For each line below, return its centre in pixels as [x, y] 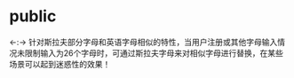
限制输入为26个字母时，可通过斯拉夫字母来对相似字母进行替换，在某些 [154, 53]
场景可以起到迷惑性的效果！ [60, 64]
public [33, 16]
